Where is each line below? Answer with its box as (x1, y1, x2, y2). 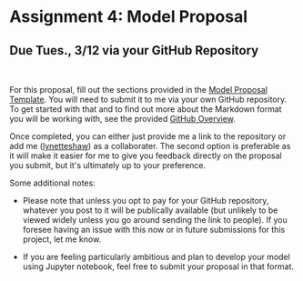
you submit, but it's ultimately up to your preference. (9, 160, 207, 170)
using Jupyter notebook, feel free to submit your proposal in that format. (22, 261, 294, 272)
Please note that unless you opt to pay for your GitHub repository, (22, 196, 269, 206)
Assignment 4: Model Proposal (9, 6, 248, 27)
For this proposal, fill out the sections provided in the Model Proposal (9, 85, 268, 95)
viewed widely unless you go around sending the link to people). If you (22, 215, 288, 225)
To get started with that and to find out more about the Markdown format (9, 104, 282, 115)
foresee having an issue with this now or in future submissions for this (22, 225, 286, 235)
